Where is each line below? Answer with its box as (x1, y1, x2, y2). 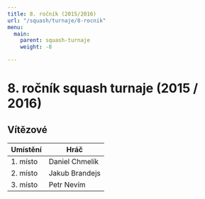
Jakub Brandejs (48, 168, 101, 178)
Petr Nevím (48, 180, 87, 189)
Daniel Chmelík (48, 157, 99, 166)
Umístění (11, 145, 43, 154)
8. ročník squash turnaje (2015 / (7, 80, 199, 97)
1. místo (11, 157, 38, 166)
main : (13, 30, 31, 38)
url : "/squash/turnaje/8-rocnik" (7, 17, 106, 24)
